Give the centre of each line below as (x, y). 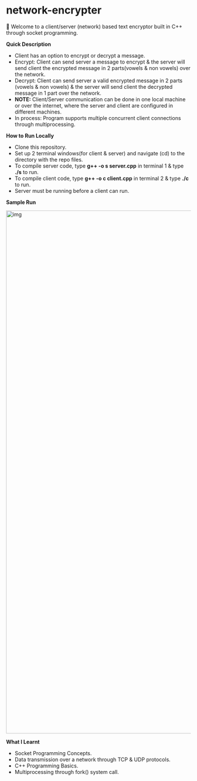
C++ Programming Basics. (46, 766)
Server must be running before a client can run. (72, 191)
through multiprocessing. (45, 124)
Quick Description (29, 44)
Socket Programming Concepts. (53, 753)
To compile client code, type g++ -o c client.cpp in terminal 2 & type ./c (102, 178)
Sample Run (21, 202)
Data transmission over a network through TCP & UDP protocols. (93, 759)
